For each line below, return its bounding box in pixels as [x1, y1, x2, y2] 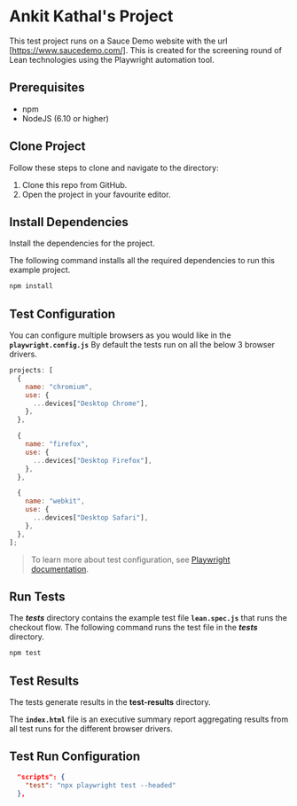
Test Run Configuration [9, 749, 141, 764]
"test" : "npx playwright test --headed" [25, 780, 176, 790]
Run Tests [9, 589, 66, 604]
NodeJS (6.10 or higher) [21, 113, 109, 123]
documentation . [30, 563, 89, 574]
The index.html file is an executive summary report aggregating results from [9, 714, 289, 724]
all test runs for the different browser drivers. [9, 724, 173, 734]
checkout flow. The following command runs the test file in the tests [9, 622, 259, 633]
